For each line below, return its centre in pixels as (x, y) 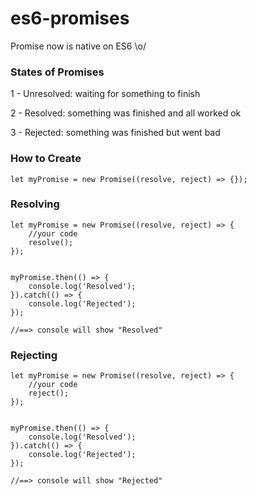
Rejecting (34, 355)
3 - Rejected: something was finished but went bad (115, 133)
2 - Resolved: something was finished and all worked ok (126, 113)
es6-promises (70, 18)
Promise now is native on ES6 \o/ (78, 46)
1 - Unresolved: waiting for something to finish (105, 94)
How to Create (46, 159)
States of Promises (57, 72)
